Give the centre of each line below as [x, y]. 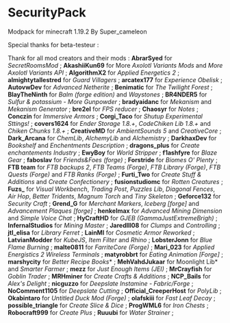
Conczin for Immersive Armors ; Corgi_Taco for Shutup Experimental [105, 116]
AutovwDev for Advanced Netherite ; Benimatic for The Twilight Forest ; [110, 87]
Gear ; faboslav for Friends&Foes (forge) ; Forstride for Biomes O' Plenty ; [113, 159]
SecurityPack [47, 13]
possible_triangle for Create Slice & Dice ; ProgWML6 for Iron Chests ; [108, 305]
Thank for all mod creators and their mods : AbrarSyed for [90, 58]
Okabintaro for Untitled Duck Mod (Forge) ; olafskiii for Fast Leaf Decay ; [112, 298]
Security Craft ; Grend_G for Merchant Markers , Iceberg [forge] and [103, 203]
